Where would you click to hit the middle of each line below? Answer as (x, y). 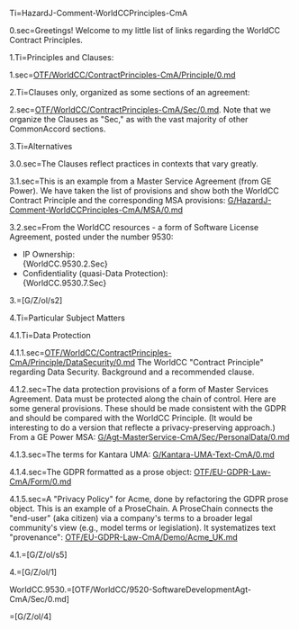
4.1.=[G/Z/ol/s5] (38, 554)
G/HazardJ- (249, 200)
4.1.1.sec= (27, 353)
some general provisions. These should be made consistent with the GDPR (148, 408)
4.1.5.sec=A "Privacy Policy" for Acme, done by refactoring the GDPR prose (149, 499)
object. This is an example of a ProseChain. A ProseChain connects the (141, 508)
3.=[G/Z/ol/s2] (36, 300)
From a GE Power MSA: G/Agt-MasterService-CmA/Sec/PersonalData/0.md (149, 437)
